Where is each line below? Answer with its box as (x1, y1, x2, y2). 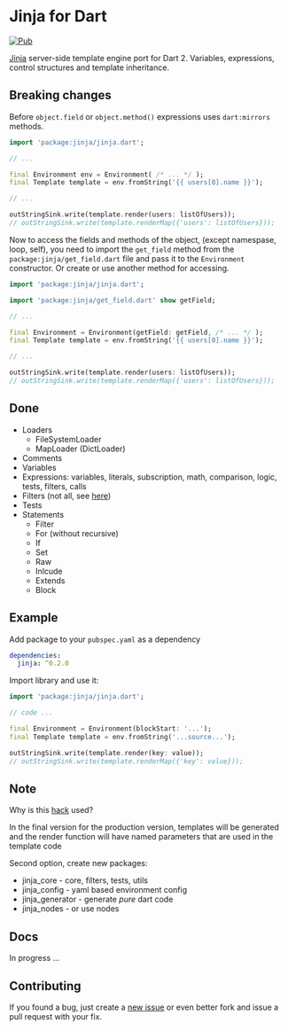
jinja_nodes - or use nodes (21, 903, 120, 914)
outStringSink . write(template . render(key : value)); (9, 748, 204, 757)
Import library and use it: (9, 676, 99, 686)
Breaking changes (9, 88, 113, 103)
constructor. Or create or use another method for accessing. (9, 262, 230, 273)
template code (9, 840, 62, 852)
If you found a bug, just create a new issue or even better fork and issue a (9, 1002, 279, 1012)
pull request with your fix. (9, 1011, 103, 1021)
